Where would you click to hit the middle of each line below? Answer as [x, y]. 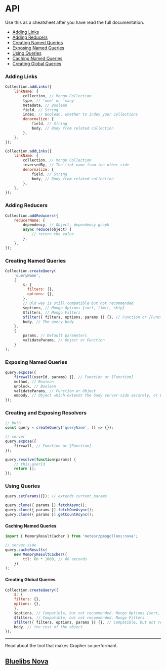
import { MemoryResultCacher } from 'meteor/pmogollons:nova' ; [72, 536]
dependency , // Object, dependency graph [66, 225]
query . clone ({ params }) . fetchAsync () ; [46, 505]
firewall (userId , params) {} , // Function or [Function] [74, 377]
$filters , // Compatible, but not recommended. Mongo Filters [79, 618]
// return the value [53, 234]
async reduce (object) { [47, 230]
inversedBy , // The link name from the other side [76, 165]
